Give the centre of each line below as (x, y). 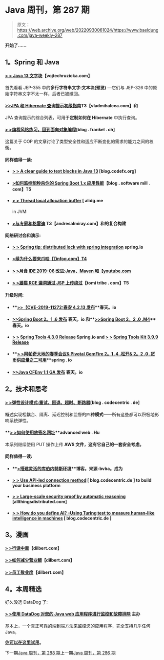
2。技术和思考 (26, 389)
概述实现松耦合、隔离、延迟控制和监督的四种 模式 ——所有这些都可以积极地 (80, 414)
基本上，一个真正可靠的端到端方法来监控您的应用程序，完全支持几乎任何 (78, 626)
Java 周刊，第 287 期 (47, 10)
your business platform (36, 485)
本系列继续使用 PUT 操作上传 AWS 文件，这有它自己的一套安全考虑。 (74, 444)
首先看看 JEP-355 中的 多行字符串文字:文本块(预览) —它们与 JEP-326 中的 (79, 87)
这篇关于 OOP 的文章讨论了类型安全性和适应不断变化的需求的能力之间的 (77, 141)
